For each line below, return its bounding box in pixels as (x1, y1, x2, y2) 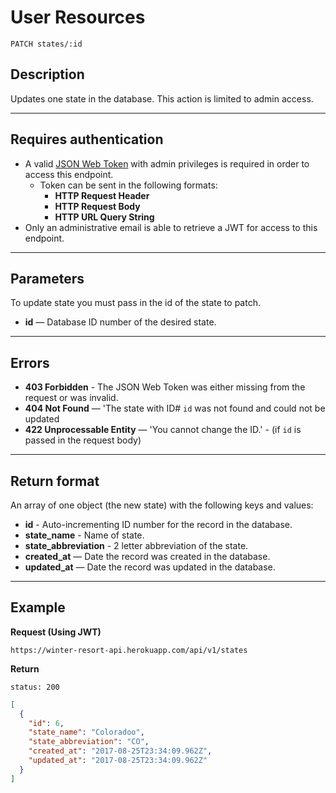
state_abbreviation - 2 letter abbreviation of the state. (24, 540, 249, 551)
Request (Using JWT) (10, 626, 102, 638)
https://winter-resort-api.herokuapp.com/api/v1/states (10, 645, 248, 655)
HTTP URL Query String (54, 211, 155, 223)
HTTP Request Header (54, 189, 150, 201)
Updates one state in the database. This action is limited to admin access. (10, 92, 314, 105)
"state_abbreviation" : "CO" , (28, 737, 150, 747)
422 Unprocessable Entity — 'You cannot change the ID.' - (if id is (24, 424, 302, 436)
